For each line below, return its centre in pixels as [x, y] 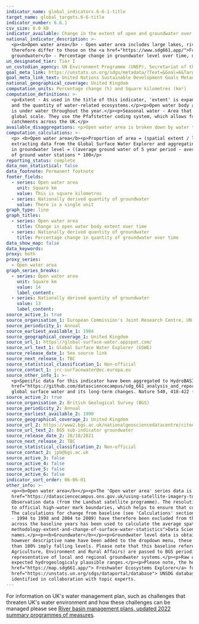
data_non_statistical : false [42, 166]
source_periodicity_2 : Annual [44, 408]
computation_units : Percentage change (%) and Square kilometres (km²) [96, 89]
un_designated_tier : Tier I [41, 61]
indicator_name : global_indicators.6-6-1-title [66, 12]
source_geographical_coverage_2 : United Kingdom [67, 419]
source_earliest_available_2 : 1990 [50, 414]
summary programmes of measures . [51, 615]
